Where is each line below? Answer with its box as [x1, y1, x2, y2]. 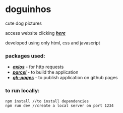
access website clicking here [5, 30, 66, 36]
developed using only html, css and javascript [5, 39, 100, 46]
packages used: [5, 52, 45, 59]
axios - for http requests [12, 64, 64, 70]
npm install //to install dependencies [5, 98, 89, 104]
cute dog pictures [5, 20, 42, 26]
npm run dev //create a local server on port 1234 [5, 103, 114, 108]
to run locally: [5, 87, 40, 94]
